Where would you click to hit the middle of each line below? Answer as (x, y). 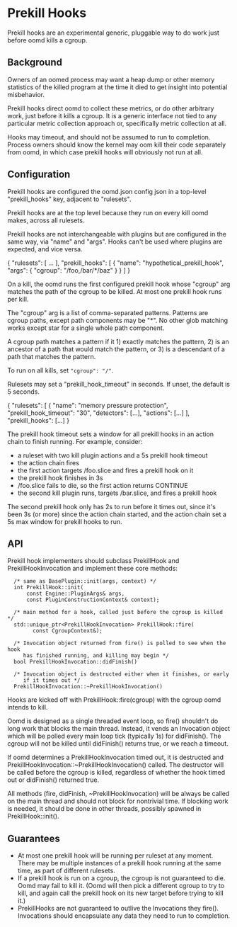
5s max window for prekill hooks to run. (65, 521)
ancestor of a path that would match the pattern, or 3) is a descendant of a (116, 349)
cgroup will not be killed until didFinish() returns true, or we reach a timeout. (118, 744)
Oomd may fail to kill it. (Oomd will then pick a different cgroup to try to (121, 886)
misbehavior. (26, 94)
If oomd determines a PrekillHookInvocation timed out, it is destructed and (116, 757)
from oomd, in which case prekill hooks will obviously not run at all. (105, 152)
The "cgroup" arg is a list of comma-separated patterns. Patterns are (108, 312)
